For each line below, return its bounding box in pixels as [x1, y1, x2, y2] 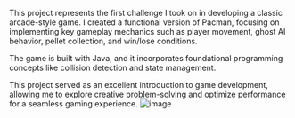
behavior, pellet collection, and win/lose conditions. [9, 35, 198, 46]
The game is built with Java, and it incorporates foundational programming [9, 53, 283, 63]
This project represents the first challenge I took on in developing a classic [9, 8, 283, 18]
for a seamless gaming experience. [9, 98, 138, 109]
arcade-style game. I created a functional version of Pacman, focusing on [9, 17, 280, 28]
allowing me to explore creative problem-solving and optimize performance [9, 89, 286, 99]
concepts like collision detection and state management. [9, 62, 217, 73]
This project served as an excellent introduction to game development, [9, 80, 269, 90]
